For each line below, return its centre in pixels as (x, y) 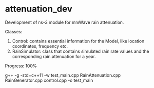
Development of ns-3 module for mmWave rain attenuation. (65, 22)
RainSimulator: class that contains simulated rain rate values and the (81, 51)
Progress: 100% (21, 66)
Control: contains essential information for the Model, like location (78, 41)
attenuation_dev (39, 9)
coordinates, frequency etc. (40, 46)
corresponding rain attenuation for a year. (54, 56)
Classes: (14, 31)
